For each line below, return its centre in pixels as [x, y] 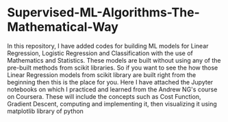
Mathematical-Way [63, 27]
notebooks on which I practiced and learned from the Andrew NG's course [112, 89]
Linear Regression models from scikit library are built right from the [102, 75]
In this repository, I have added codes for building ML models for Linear [108, 46]
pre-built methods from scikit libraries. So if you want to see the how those [113, 67]
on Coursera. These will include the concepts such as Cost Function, [104, 96]
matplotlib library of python [46, 111]
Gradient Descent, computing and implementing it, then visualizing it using [112, 104]
